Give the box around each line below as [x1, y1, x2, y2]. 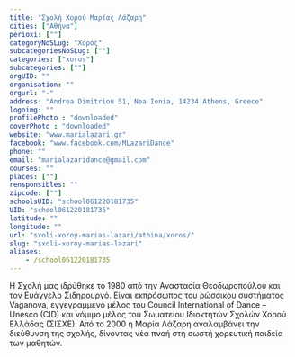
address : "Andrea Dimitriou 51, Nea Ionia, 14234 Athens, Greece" [9, 96, 264, 106]
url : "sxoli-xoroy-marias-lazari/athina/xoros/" [9, 230, 195, 239]
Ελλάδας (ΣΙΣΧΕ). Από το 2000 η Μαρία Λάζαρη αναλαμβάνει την [9, 318, 260, 329]
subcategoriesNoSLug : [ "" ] [9, 47, 111, 56]
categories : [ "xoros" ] [9, 55, 94, 64]
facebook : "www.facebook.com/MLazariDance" [9, 138, 175, 147]
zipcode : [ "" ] [9, 189, 63, 198]
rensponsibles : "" [9, 181, 78, 190]
